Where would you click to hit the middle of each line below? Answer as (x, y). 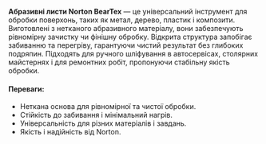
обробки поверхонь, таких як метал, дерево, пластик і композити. (122, 20)
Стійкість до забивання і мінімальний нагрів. (96, 115)
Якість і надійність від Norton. (70, 132)
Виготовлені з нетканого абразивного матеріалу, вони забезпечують (126, 28)
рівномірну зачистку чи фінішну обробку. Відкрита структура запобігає (131, 37)
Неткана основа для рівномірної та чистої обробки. (108, 107)
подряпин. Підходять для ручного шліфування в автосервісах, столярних (133, 54)
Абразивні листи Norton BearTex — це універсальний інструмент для (128, 12)
